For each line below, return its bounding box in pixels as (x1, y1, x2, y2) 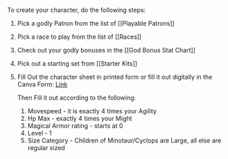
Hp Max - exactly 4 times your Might (27, 114, 132, 122)
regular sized (27, 144, 66, 151)
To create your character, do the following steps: (7, 6, 146, 14)
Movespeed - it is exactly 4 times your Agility (27, 107, 157, 115)
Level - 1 (27, 129, 52, 137)
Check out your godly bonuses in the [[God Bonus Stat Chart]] (17, 46, 196, 54)
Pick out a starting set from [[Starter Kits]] (17, 59, 137, 68)
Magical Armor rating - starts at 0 (27, 122, 123, 130)
